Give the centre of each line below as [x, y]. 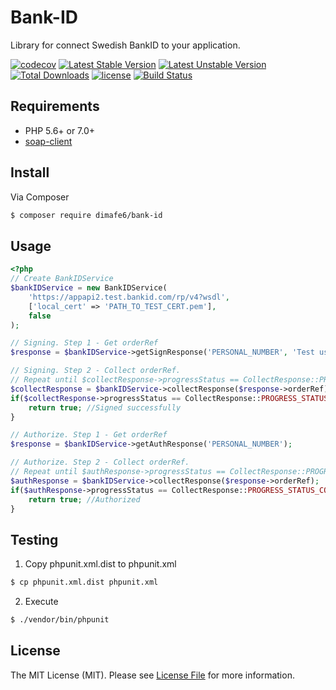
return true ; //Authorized [84, 499]
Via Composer [40, 197]
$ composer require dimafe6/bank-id [86, 215]
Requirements [55, 106]
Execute [41, 602]
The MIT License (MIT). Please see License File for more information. [152, 675]
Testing [34, 539]
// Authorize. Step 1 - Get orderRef [89, 435]
